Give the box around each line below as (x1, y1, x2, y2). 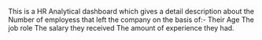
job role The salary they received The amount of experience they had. (8, 24, 234, 32)
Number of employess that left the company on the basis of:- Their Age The (8, 15, 254, 24)
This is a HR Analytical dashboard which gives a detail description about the (8, 7, 255, 16)
